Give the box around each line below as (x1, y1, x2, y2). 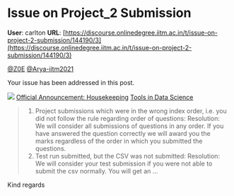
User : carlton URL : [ (7, 28, 66, 37)
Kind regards (7, 180, 45, 189)
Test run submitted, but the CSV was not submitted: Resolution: (35, 151, 221, 160)
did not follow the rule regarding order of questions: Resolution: (35, 114, 221, 122)
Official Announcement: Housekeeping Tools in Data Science (16, 93, 194, 101)
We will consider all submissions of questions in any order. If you (35, 122, 224, 130)
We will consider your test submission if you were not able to (35, 159, 213, 168)
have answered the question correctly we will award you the (35, 129, 211, 137)
